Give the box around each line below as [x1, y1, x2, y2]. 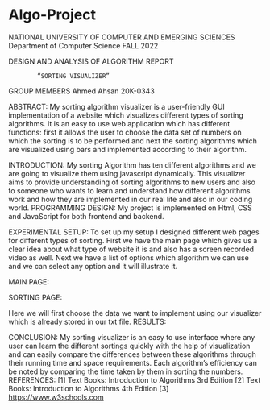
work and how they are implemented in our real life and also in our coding [8, 194, 253, 204]
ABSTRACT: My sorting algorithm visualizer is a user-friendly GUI [8, 101, 226, 111]
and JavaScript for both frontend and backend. [8, 211, 164, 221]
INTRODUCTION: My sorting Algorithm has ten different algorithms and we [8, 159, 256, 170]
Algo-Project [8, 6, 97, 24]
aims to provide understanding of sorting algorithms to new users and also [8, 177, 256, 187]
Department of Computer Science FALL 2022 [8, 40, 159, 50]
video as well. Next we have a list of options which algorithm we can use [8, 252, 250, 263]
